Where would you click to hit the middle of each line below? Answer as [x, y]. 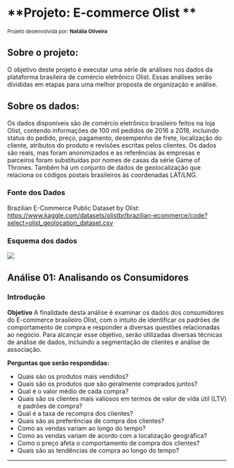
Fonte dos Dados [36, 193]
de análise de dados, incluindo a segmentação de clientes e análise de [109, 342]
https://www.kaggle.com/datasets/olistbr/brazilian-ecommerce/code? [107, 215]
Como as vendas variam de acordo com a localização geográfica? [112, 435]
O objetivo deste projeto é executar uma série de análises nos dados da [110, 69]
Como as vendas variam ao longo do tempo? [81, 428]
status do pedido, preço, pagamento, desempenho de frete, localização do [115, 138]
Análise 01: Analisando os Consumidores [98, 278]
